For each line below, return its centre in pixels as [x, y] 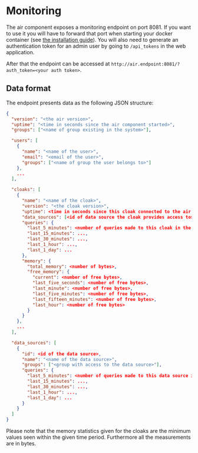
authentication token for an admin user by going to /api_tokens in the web [96, 46]
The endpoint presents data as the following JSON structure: [80, 103]
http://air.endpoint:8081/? [146, 64]
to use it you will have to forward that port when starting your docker [89, 33]
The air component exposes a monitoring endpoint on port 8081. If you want [99, 27]
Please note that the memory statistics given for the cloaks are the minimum [98, 431]
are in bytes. [21, 443]
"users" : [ [25, 141]
